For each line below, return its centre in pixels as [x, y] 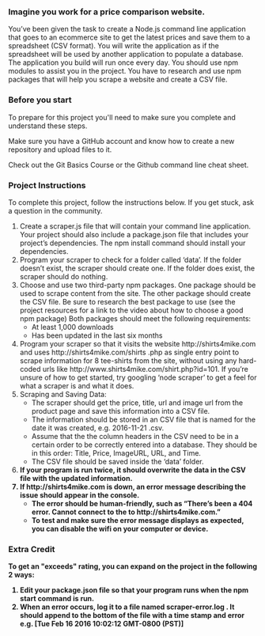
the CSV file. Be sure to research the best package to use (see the [127, 301]
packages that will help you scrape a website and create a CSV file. [118, 79]
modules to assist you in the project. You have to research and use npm [125, 71]
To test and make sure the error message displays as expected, [138, 520]
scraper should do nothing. [64, 276]
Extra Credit [32, 549]
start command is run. [57, 599]
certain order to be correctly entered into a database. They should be [144, 445]
